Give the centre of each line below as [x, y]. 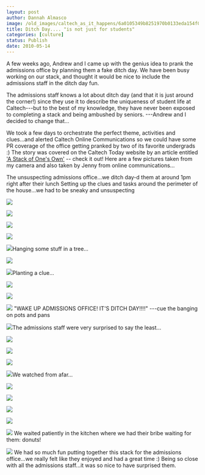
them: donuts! [24, 439]
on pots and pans [28, 315]
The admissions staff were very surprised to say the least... [87, 327]
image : [15, 23]
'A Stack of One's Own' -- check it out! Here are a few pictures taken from [99, 159]
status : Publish [27, 40]
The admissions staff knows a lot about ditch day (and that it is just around [100, 95]
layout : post [23, 12]
